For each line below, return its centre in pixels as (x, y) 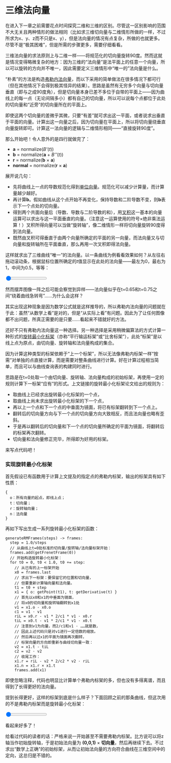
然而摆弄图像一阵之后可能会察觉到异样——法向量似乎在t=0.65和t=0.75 (79, 289)
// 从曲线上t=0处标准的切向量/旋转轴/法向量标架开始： (61, 548)
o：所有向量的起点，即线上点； (37, 498)
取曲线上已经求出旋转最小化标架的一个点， (57, 394)
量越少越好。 (26, 193)
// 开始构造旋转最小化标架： (36, 558)
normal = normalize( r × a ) (40, 165)
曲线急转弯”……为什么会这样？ (52, 296)
